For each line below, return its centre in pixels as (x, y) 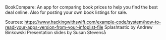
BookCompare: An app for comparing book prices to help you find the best (82, 7)
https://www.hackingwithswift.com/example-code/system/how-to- (93, 22)
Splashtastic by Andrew (128, 27)
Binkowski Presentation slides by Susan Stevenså (55, 32)
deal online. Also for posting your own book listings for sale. (66, 12)
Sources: (14, 22)
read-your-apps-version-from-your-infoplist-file (54, 27)
